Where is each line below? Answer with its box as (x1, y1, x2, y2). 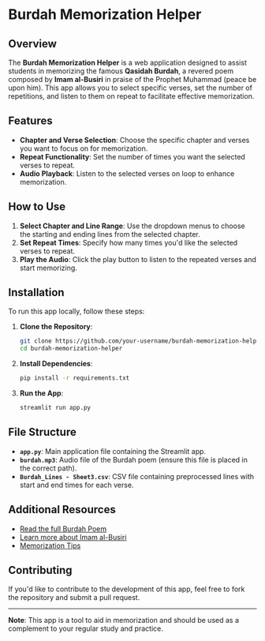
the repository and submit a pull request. (8, 593, 140, 602)
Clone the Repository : (19, 322, 93, 332)
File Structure (8, 425, 77, 439)
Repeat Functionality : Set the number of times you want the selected (19, 152, 246, 161)
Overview (8, 37, 58, 51)
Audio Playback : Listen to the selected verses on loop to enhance (19, 168, 235, 178)
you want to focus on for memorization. (19, 144, 148, 153)
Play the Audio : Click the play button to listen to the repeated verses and (19, 254, 256, 264)
